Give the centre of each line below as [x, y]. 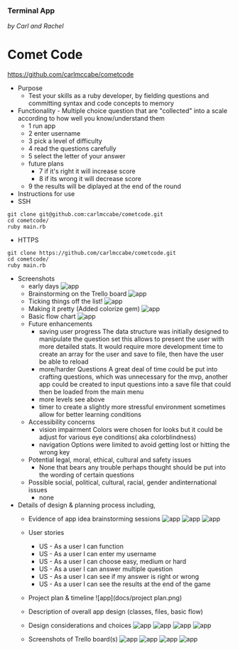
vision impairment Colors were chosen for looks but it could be [131, 430]
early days [43, 286]
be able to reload [64, 362]
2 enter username [54, 134]
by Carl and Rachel [36, 26]
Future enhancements [60, 324]
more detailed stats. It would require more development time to [131, 347]
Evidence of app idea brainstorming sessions [94, 519]
